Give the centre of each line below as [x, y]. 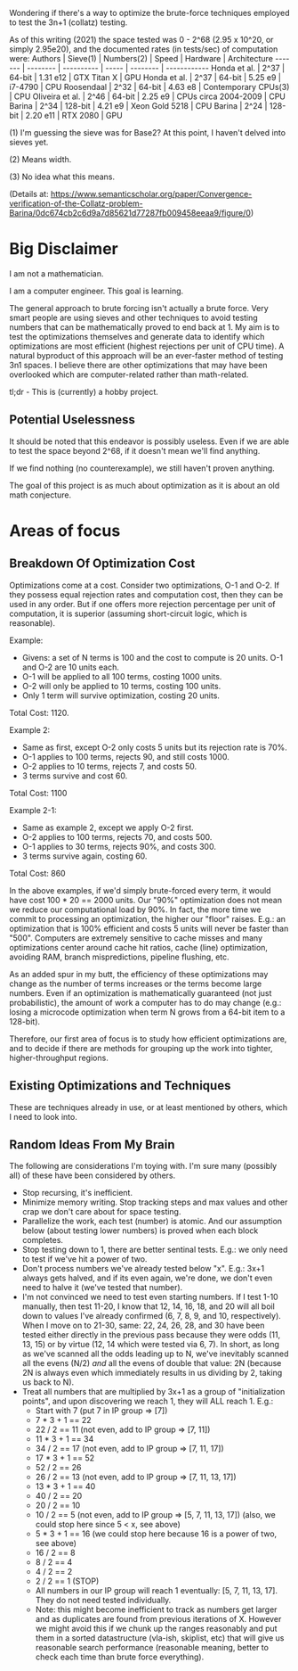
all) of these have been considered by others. [93, 1175]
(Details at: [29, 194]
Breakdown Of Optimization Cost [102, 564]
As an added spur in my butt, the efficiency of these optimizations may [139, 974]
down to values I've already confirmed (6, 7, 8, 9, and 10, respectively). [152, 1316]
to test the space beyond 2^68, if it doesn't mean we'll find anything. [135, 450]
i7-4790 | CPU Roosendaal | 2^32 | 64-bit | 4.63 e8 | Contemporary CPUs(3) [149, 87]
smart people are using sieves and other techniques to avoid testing [133, 317]
